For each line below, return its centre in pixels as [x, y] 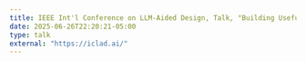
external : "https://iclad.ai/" [69, 43]
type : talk [30, 35]
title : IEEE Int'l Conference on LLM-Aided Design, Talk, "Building [142, 18]
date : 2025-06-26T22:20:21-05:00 [73, 26]
